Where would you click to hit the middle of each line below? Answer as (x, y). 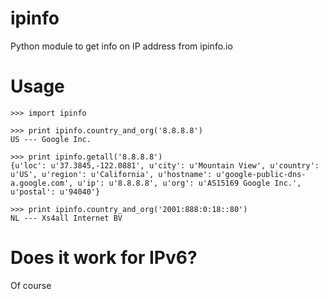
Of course (31, 285)
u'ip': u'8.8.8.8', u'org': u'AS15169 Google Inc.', (189, 183)
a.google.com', (42, 183)
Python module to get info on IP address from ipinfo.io (121, 46)
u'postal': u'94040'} (55, 192)
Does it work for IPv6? (104, 258)
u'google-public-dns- (261, 174)
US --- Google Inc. (51, 139)
